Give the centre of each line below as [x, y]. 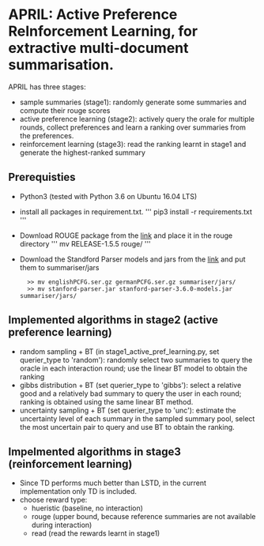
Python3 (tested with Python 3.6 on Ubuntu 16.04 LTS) [108, 196]
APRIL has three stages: [47, 87]
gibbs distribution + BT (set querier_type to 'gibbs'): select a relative [130, 385]
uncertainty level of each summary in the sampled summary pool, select [137, 418]
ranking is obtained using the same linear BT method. [106, 401]
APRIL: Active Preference [93, 15]
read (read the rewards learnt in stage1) [96, 533]
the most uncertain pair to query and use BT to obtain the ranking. [127, 427]
